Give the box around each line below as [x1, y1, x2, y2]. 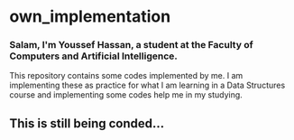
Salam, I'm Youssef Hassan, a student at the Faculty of [9, 39, 254, 51]
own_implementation [9, 6, 171, 27]
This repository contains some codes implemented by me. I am [9, 70, 243, 81]
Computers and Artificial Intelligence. [9, 50, 179, 62]
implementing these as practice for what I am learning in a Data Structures [9, 79, 286, 91]
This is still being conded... [9, 116, 165, 131]
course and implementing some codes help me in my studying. [9, 89, 243, 100]
